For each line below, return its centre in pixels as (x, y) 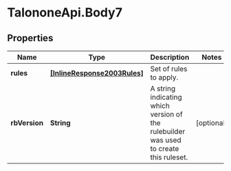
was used (166, 140)
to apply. (164, 77)
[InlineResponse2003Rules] (97, 73)
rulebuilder (168, 132)
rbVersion (27, 123)
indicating (166, 97)
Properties (30, 38)
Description (170, 57)
